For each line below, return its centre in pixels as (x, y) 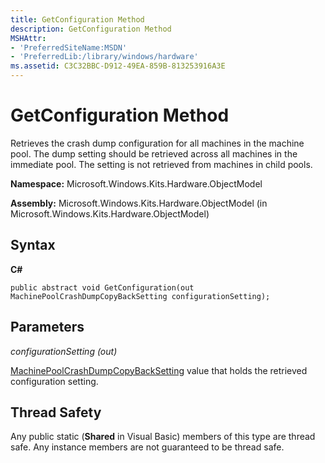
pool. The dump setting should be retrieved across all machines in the (154, 153)
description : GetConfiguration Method (91, 29)
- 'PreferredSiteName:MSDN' (69, 47)
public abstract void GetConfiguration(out (102, 287)
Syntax (33, 245)
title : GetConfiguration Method (77, 19)
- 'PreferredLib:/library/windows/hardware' (104, 57)
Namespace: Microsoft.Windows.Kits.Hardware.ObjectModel (136, 183)
